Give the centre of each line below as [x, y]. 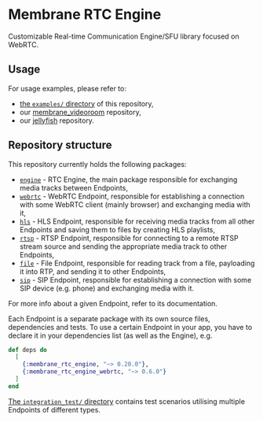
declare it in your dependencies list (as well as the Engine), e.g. [110, 335]
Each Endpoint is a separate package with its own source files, [109, 318]
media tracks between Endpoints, [73, 187]
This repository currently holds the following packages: [97, 164]
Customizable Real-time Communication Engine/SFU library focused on [124, 36]
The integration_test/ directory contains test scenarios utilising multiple [127, 401]
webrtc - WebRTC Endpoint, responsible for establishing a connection [132, 196]
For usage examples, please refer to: [68, 88]
